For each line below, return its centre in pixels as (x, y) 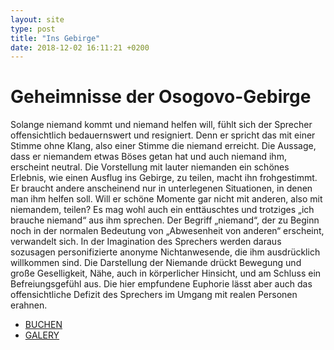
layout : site (37, 19)
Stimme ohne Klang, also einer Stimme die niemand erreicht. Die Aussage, (163, 146)
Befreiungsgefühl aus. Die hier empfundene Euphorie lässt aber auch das (161, 284)
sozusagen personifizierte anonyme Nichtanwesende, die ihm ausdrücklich (165, 252)
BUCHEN (43, 325)
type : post (33, 29)
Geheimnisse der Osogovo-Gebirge (161, 97)
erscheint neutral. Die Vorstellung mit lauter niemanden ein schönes (150, 167)
